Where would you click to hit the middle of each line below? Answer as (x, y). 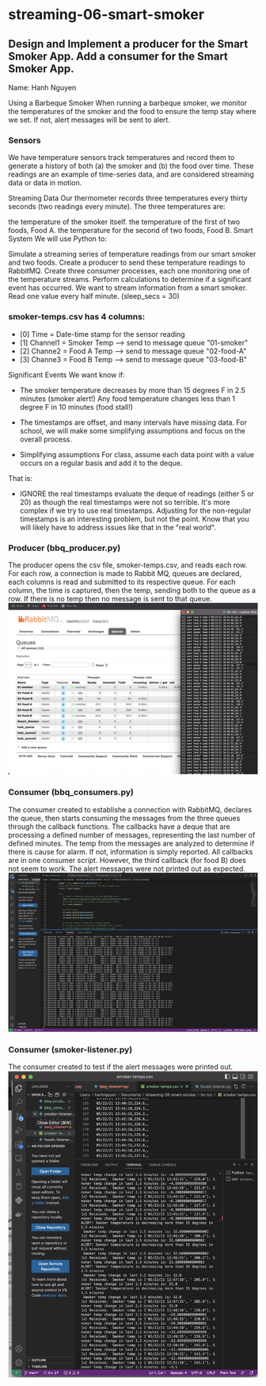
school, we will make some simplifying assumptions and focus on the (132, 430)
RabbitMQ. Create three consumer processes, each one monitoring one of (129, 271)
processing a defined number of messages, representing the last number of (132, 834)
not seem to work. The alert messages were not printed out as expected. (127, 869)
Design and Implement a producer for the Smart (128, 44)
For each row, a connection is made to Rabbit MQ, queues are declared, (125, 573)
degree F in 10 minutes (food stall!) (76, 407)
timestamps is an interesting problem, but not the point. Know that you (134, 519)
